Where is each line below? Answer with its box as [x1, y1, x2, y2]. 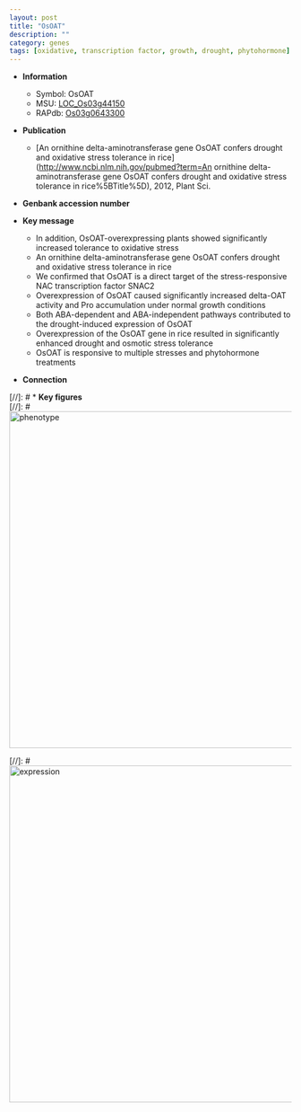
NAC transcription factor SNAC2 [35, 280, 155, 292]
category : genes [9, 38, 70, 48]
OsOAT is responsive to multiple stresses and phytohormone [35, 348, 260, 358]
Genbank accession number [21, 199, 130, 209]
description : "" [9, 30, 70, 39]
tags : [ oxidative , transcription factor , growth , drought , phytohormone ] [9, 47, 291, 56]
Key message [21, 216, 74, 226]
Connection [21, 375, 67, 385]
